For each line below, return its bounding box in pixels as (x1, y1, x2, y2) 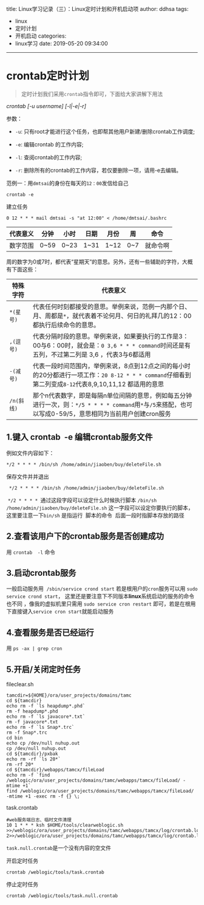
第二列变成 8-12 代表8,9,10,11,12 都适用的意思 (32, 380, 165, 388)
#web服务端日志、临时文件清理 (6, 817, 72, 823)
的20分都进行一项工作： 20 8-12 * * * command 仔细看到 (32, 371, 191, 379)
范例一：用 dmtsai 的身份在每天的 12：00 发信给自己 (6, 179, 129, 186)
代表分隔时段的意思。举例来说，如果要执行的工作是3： (32, 332, 189, 340)
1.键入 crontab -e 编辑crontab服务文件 (6, 432, 153, 442)
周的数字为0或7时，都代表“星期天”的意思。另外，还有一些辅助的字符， (6, 258, 183, 265)
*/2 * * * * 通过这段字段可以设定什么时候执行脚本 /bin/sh (7, 496, 157, 504)
